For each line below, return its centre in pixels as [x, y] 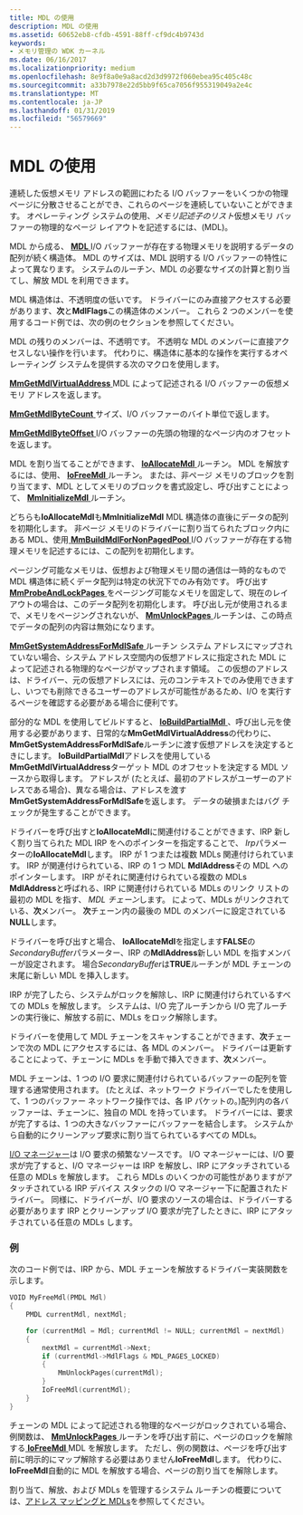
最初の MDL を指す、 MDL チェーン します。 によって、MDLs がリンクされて [150, 900]
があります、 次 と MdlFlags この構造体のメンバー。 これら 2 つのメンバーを [147, 311]
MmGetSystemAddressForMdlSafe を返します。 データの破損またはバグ [145, 801]
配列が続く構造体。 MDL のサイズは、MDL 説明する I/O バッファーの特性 [145, 258]
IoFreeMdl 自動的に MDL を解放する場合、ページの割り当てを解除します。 [146, 1470]
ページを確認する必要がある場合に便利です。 [100, 703]
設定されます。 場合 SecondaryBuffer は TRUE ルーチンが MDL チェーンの [158, 964]
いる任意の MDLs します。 [89, 1223]
